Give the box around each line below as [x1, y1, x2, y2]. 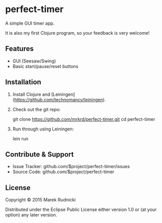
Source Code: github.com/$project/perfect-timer [12, 169, 115, 175]
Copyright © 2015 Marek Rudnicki [5, 197, 76, 203]
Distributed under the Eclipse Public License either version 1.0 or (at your [5, 206, 157, 212]
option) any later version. [5, 212, 57, 218]
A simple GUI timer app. [5, 20, 55, 26]
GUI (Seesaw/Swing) [12, 58, 57, 64]
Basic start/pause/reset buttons [12, 63, 79, 69]
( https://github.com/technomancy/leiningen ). [12, 97, 106, 103]
